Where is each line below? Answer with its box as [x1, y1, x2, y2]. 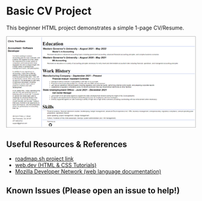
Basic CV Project [6, 4, 92, 18]
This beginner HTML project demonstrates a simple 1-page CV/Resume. [6, 24, 185, 31]
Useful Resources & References [6, 139, 127, 149]
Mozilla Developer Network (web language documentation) [14, 168, 162, 175]
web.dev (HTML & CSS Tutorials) [14, 161, 97, 169]
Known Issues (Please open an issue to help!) [6, 185, 180, 196]
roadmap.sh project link [14, 155, 74, 162]
